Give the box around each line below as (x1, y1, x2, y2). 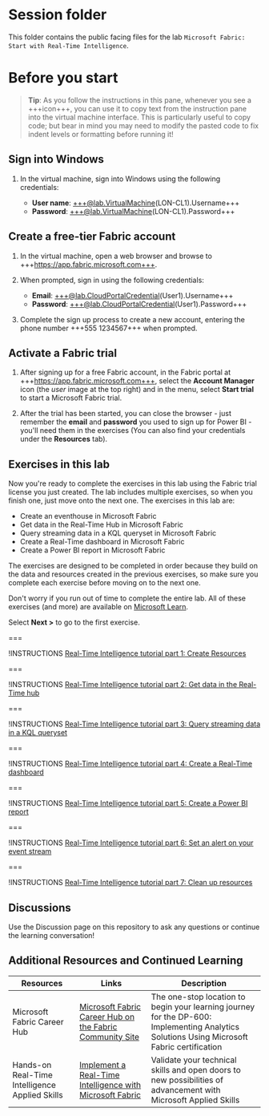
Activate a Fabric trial (8, 346, 118, 360)
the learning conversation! (8, 930, 94, 940)
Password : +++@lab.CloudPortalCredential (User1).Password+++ (31, 299, 247, 309)
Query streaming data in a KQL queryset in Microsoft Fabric (19, 528, 217, 538)
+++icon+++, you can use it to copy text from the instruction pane (27, 103, 247, 113)
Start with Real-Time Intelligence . (8, 40, 130, 50)
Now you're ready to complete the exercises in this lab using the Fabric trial (8, 479, 258, 488)
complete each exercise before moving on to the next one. (8, 578, 202, 588)
